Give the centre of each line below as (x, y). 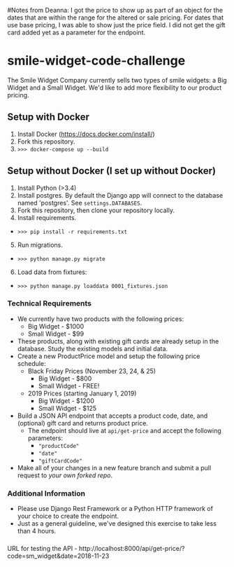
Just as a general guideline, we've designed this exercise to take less (117, 524)
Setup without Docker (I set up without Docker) (112, 171)
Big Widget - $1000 (56, 326)
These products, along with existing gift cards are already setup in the (118, 341)
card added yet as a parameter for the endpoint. (76, 32)
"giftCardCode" (60, 461)
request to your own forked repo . (65, 475)
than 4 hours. (37, 531)
